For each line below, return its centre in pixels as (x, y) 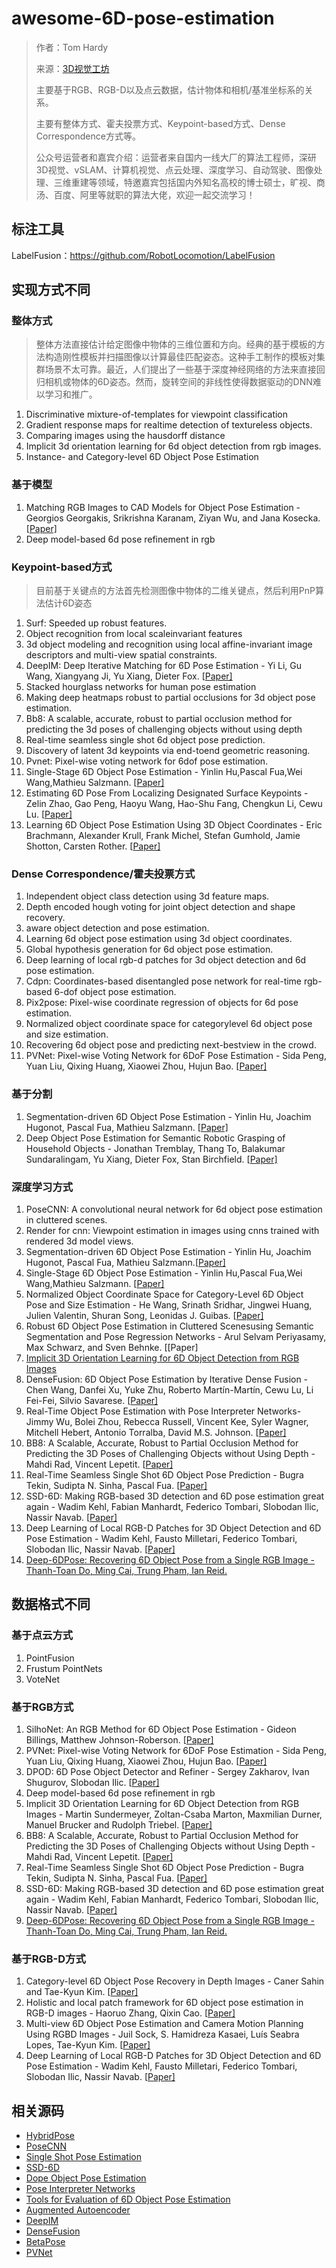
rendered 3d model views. (79, 1241)
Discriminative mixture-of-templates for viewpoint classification (157, 414)
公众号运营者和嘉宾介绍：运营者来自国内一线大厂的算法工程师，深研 (176, 157)
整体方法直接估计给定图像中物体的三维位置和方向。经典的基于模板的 (176, 344)
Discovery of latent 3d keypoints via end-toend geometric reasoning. (168, 751)
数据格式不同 (51, 1604)
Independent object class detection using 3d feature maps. (147, 896)
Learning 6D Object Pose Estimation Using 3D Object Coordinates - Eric (174, 825)
